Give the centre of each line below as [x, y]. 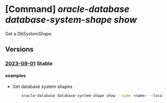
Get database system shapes [42, 86]
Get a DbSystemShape [28, 33]
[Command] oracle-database [67, 9]
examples [15, 75]
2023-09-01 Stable [29, 63]
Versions [19, 49]
